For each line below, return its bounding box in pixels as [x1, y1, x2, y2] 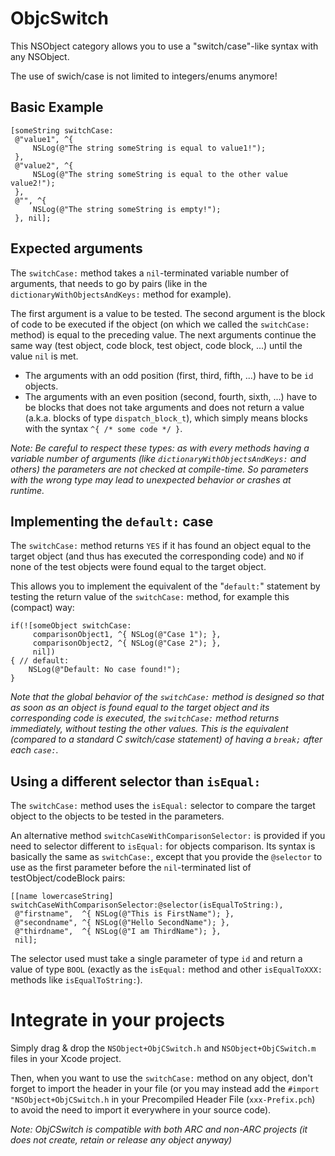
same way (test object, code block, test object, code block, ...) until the [10, 339, 303, 351]
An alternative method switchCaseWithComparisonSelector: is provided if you [10, 830, 326, 842]
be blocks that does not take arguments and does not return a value [24, 401, 305, 413]
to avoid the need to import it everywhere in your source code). [10, 1104, 272, 1116]
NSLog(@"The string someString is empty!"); [32, 204, 222, 214]
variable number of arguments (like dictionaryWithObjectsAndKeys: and [10, 452, 307, 464]
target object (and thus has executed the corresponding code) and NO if [10, 550, 305, 562]
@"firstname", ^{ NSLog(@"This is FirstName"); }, [14, 909, 235, 919]
